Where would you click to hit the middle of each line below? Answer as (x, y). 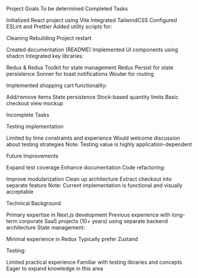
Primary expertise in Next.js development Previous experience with (88, 215)
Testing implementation (35, 126)
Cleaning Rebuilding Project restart (49, 38)
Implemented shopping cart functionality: (57, 85)
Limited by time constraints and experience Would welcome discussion (93, 138)
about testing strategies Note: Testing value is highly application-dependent (99, 144)
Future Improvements (32, 156)
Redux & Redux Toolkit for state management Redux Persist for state (90, 67)
